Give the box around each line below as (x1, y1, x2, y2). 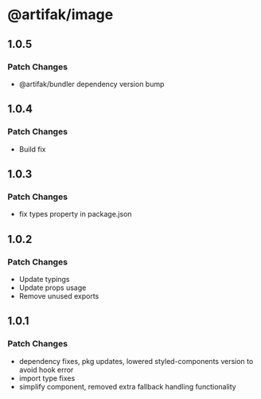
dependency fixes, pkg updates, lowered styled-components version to (18, 356, 254, 366)
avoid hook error (18, 365, 74, 374)
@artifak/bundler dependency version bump (18, 79, 165, 88)
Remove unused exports (18, 291, 99, 300)
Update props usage (18, 283, 87, 292)
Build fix (18, 144, 46, 154)
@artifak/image (7, 6, 114, 24)
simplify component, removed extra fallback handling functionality (18, 381, 236, 391)
